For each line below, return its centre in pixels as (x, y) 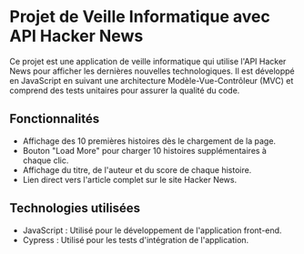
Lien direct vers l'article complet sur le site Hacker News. (130, 179)
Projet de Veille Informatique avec (140, 17)
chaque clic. (46, 160)
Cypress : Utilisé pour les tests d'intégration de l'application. (136, 239)
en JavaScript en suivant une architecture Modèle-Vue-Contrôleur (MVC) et (152, 80)
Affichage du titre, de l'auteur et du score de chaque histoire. (137, 169)
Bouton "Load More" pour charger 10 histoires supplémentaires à (144, 150)
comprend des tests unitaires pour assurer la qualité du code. (125, 90)
